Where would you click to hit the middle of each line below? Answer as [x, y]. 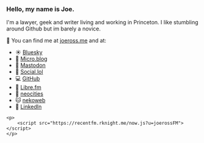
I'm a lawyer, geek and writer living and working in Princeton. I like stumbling [102, 23]
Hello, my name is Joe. [40, 9]
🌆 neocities [29, 94]
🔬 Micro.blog [31, 59]
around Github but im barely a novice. [54, 29]
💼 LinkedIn [28, 107]
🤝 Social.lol [29, 72]
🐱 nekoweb [30, 100]
